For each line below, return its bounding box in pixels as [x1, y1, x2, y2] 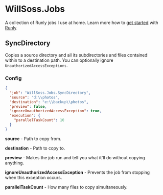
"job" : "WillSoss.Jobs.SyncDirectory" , [9, 90, 91, 95]
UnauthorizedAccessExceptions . [5, 62, 68, 68]
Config [5, 74, 22, 81]
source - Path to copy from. [5, 136, 62, 142]
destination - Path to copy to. [5, 145, 65, 151]
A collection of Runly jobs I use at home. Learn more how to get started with [5, 20, 159, 25]
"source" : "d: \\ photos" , [9, 95, 60, 100]
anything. [5, 160, 24, 166]
